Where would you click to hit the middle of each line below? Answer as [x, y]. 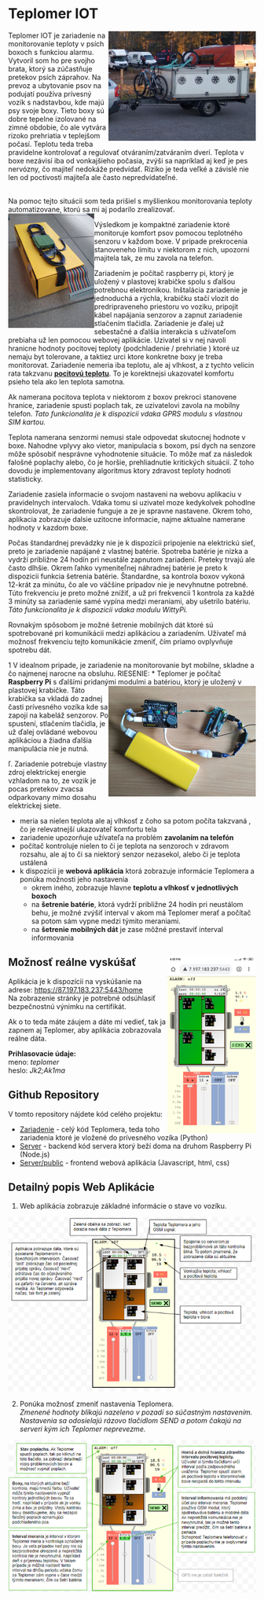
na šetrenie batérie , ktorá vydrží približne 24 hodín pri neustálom [137, 904]
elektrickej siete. [35, 806]
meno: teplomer [34, 1062]
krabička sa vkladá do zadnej [55, 698]
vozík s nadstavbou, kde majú [56, 102]
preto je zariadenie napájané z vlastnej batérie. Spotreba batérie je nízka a [128, 551]
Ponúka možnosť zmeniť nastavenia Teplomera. [97, 1404]
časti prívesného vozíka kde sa [58, 706]
